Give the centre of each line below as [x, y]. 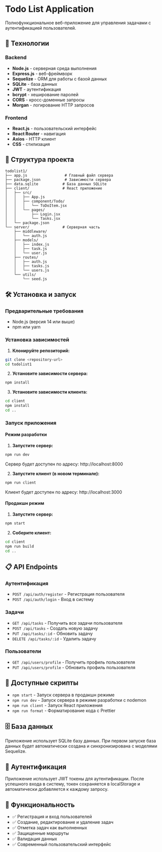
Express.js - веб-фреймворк [42, 73]
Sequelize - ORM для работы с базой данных [60, 79]
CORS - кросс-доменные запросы [48, 100]
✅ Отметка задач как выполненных [50, 828]
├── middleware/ [31, 231]
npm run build [20, 546]
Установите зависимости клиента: [50, 392]
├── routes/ [26, 257]
